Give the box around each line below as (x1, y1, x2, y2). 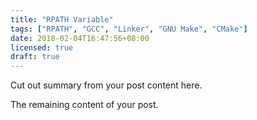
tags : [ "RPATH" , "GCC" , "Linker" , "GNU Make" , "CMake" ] (10, 24, 248, 34)
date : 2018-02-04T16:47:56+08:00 (10, 33, 150, 43)
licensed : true (10, 42, 74, 53)
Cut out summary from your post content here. (10, 79, 203, 91)
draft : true (10, 52, 60, 62)
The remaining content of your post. (10, 99, 159, 111)
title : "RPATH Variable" (10, 14, 114, 25)
